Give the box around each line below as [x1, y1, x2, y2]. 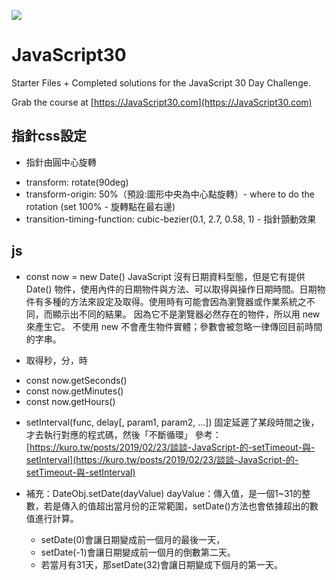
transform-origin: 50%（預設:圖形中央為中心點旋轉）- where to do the [25, 188, 315, 200]
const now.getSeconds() [25, 374, 128, 386]
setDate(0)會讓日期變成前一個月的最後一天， [40, 533, 226, 545]
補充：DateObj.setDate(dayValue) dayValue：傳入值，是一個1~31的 [25, 487, 303, 499]
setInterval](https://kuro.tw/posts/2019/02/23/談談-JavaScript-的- [25, 453, 299, 465]
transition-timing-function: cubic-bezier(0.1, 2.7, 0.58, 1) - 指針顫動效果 [25, 213, 317, 225]
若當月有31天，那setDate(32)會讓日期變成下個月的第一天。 [40, 558, 284, 570]
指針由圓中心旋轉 [25, 156, 97, 168]
